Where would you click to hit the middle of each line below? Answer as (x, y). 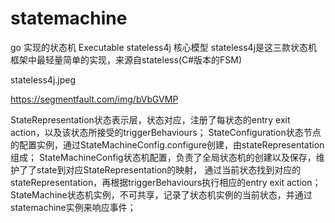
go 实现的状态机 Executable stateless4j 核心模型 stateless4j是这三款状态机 (164, 47)
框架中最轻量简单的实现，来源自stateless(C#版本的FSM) (126, 59)
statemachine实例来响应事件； (73, 207)
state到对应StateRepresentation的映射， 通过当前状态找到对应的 (169, 169)
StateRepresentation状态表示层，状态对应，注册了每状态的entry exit (150, 119)
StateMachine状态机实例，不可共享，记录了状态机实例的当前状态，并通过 (161, 194)
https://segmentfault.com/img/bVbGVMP (94, 99)
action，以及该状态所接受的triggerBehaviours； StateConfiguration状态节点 (166, 132)
